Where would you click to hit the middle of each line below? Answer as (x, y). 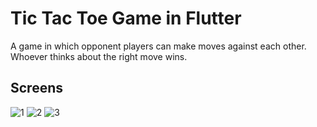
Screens (36, 88)
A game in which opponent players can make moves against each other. (158, 46)
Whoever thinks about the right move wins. (99, 56)
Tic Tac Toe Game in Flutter (126, 18)
